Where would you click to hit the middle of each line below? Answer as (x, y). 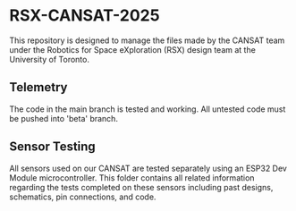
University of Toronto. (49, 59)
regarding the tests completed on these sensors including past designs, (141, 187)
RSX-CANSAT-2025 (85, 16)
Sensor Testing (52, 147)
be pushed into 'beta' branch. (64, 118)
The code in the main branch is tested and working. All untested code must (148, 109)
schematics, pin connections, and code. (83, 197)
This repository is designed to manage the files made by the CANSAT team (147, 40)
